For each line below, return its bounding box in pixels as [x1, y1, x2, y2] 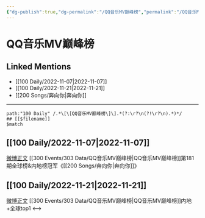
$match [6, 121, 23, 127]
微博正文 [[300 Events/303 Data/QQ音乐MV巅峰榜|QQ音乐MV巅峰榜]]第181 [6, 155, 194, 162]
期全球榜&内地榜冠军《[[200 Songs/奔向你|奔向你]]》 [6, 162, 140, 169]
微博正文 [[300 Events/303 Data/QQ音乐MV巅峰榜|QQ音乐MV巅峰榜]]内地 [6, 197, 192, 205]
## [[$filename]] [6, 116, 51, 122]
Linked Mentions [6, 62, 71, 72]
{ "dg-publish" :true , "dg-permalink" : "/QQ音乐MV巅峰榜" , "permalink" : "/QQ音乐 [6, 9, 197, 15]
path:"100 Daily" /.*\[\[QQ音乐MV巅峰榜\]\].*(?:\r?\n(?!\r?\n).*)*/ [6, 110, 182, 116]
